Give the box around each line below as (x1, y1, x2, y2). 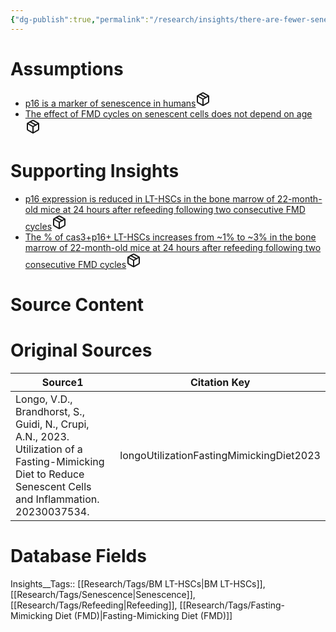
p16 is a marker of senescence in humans (24, 97, 197, 109)
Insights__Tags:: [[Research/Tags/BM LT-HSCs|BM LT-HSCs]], (10, 577, 266, 590)
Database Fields (10, 544, 147, 567)
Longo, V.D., (15, 392, 73, 406)
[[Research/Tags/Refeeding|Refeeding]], (10, 599, 178, 611)
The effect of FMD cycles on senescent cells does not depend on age (24, 107, 313, 120)
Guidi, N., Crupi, (15, 417, 90, 431)
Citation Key (189, 375, 251, 389)
